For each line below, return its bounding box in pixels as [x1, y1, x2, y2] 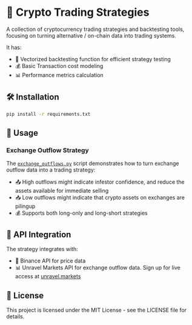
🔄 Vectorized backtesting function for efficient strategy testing [15, 55, 171, 62]
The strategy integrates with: [6, 246, 79, 253]
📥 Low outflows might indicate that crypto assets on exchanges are [15, 194, 185, 201]
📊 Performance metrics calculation [15, 71, 104, 78]
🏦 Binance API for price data [15, 257, 86, 264]
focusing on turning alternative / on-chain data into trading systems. [6, 32, 177, 39]
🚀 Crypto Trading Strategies [6, 5, 150, 19]
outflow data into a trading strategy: [6, 166, 96, 173]
